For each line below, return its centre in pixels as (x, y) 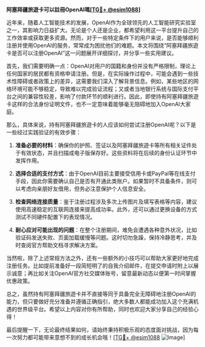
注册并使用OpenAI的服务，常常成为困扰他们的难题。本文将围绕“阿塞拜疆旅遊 (103, 45)
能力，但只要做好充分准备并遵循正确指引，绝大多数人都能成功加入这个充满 (100, 302)
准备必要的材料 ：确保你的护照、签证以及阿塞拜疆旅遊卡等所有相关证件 (103, 145)
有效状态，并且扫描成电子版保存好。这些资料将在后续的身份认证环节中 (109, 153)
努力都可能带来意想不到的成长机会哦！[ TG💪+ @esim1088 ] (101, 337)
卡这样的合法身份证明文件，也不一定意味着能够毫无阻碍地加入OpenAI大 (96, 104)
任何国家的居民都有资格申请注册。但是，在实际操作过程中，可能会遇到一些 (100, 73)
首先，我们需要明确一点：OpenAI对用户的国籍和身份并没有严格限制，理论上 (101, 66)
